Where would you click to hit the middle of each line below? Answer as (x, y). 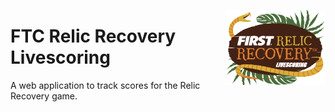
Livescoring (60, 57)
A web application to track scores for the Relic (105, 85)
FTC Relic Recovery (93, 36)
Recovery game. (44, 96)
